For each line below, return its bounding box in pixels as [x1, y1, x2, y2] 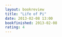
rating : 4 [5, 25, 25, 30]
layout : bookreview [5, 7, 45, 12]
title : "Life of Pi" [5, 12, 47, 16]
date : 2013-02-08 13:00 [5, 16, 53, 21]
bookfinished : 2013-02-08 [5, 20, 57, 25]
